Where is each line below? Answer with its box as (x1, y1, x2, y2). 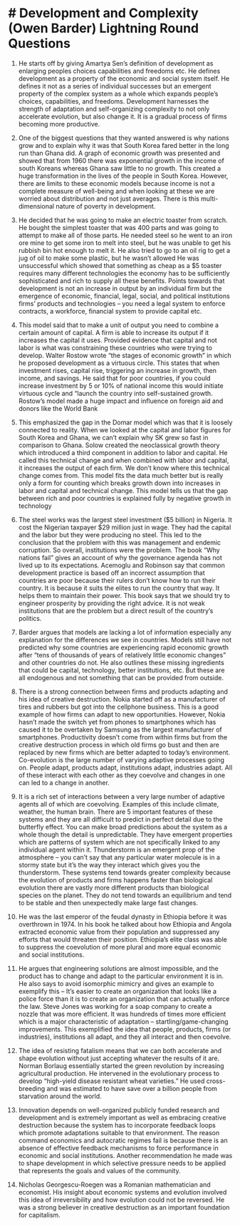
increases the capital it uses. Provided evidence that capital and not (18, 336, 218, 344)
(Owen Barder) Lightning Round (8, 20, 199, 36)
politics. (18, 614, 42, 622)
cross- (206, 1077, 226, 1085)
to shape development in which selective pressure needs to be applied (18, 1159, 226, 1167)
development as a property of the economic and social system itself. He (18, 74, 230, 83)
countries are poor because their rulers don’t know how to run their (18, 576, 216, 584)
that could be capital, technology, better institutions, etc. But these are (18, 666, 225, 674)
